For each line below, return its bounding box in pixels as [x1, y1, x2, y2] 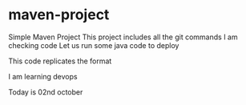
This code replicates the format [8, 56, 112, 66]
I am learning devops [8, 71, 78, 81]
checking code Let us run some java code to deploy [8, 40, 179, 50]
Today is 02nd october [8, 87, 83, 97]
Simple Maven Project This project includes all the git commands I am [8, 32, 238, 42]
